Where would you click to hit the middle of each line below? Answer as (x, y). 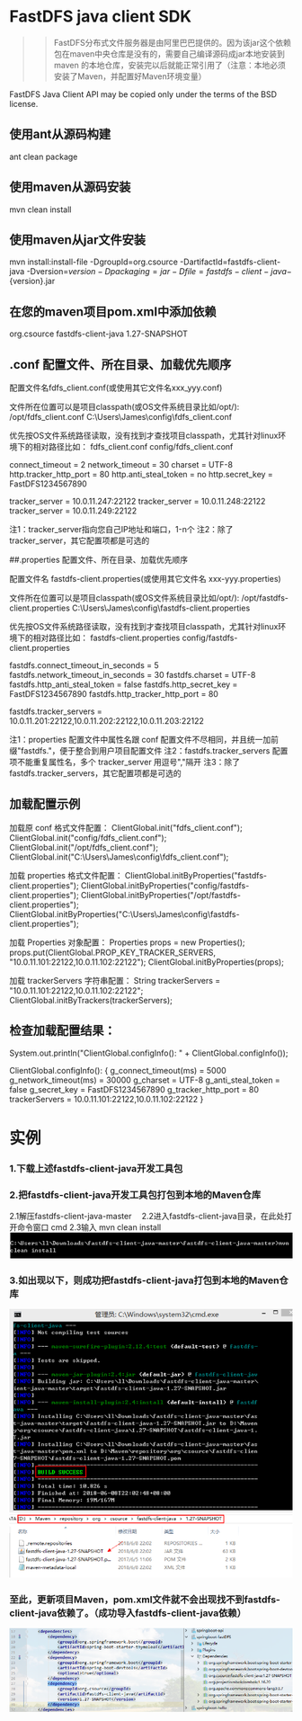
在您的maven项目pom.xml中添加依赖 (113, 312)
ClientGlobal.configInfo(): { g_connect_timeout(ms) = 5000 (118, 1070)
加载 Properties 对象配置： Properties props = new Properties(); (127, 942)
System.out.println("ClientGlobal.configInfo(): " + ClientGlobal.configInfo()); (149, 1053)
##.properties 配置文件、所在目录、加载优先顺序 (99, 560)
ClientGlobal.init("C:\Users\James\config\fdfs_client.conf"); (119, 857)
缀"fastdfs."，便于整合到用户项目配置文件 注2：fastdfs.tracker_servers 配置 (149, 751)
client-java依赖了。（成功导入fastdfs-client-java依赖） (128, 1613)
